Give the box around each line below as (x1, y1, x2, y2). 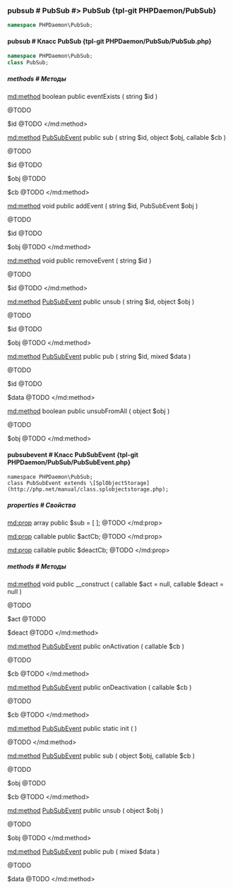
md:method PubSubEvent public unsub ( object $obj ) (7, 806, 164, 815)
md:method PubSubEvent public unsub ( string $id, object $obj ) (7, 297, 195, 306)
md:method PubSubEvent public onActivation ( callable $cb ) (7, 642, 185, 651)
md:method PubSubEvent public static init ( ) (7, 724, 138, 733)
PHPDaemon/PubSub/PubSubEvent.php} (7, 458, 131, 466)
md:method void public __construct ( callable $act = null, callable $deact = (7, 580, 225, 588)
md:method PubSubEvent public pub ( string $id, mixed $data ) (7, 352, 191, 361)
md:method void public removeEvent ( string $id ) (7, 256, 152, 265)
